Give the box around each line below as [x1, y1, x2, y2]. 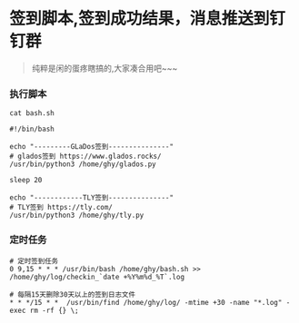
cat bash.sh [9, 109, 55, 118]
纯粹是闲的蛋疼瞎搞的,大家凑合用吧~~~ [31, 63, 178, 73]
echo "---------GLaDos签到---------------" [9, 142, 174, 152]
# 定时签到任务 [9, 256, 59, 266]
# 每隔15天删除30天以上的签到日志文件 [9, 289, 136, 299]
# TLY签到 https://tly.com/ [9, 203, 114, 212]
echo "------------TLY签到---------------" [9, 193, 174, 202]
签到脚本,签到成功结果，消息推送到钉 [9, 8, 286, 29]
